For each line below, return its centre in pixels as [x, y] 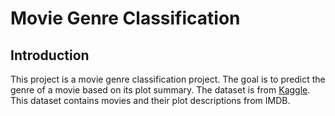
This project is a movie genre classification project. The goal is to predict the [168, 79]
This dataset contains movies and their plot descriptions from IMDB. [150, 100]
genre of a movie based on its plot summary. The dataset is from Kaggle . [160, 90]
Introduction [50, 55]
